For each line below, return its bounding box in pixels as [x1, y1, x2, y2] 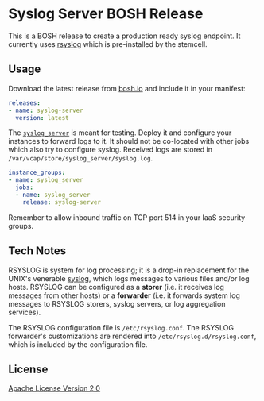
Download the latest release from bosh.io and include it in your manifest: [8, 83, 246, 93]
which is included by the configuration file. [8, 339, 148, 349]
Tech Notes [8, 244, 66, 258]
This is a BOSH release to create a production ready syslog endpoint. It [8, 31, 241, 40]
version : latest [15, 114, 69, 121]
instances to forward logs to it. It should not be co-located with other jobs [8, 137, 250, 146]
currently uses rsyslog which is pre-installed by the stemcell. [8, 39, 208, 48]
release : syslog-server [22, 198, 102, 206]
